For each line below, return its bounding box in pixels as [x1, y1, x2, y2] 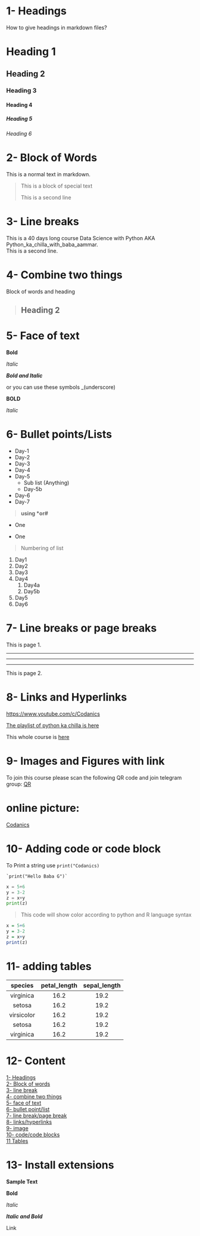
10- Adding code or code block [6, 842, 161, 855]
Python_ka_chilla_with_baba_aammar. [6, 241, 98, 248]
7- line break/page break [6, 1112, 67, 1119]
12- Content [6, 1054, 66, 1068]
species [11, 981, 34, 989]
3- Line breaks [6, 215, 79, 228]
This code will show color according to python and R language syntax [20, 911, 192, 918]
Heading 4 [6, 102, 33, 109]
